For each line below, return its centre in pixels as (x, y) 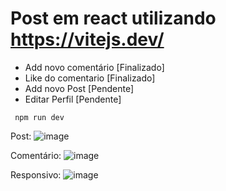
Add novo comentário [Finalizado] (94, 67)
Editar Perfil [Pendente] (73, 99)
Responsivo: (36, 174)
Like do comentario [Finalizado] (90, 78)
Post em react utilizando (113, 18)
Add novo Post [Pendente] (79, 88)
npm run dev (39, 117)
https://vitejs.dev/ (87, 39)
